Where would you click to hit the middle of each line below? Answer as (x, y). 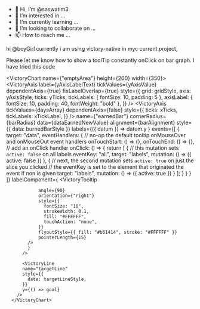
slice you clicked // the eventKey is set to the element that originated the (95, 167)
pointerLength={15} (62, 237)
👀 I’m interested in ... (40, 16)
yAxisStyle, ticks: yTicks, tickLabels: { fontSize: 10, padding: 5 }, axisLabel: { (99, 97)
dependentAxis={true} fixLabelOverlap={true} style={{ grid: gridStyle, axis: (99, 91)
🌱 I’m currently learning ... (47, 22)
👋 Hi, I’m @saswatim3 (41, 9)
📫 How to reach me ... (42, 35)
